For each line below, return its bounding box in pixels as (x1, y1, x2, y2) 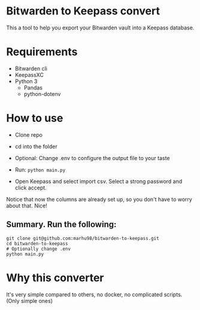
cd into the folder (14, 143, 58, 150)
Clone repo (14, 131, 43, 139)
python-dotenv (23, 90, 61, 97)
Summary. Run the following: (6, 219, 117, 230)
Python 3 (14, 77, 38, 85)
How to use (6, 112, 63, 125)
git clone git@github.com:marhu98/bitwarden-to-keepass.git (6, 235, 160, 241)
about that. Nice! (6, 202, 48, 209)
